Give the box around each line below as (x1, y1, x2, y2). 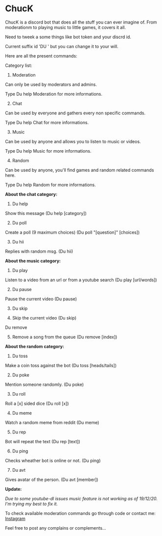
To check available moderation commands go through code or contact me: (5, 510, 156, 516)
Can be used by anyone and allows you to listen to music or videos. (5, 138, 141, 144)
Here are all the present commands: (5, 53, 77, 59)
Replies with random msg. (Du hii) (5, 248, 73, 254)
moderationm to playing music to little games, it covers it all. (5, 24, 126, 30)
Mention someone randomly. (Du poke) (5, 381, 84, 387)
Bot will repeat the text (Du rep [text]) (5, 438, 81, 444)
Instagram (5, 515, 25, 521)
